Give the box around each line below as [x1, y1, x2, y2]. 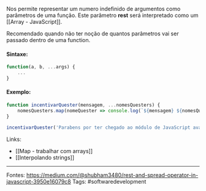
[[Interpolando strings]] [15, 154, 75, 161]
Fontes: [6, 171, 26, 179]
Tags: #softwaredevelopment [72, 178, 147, 185]
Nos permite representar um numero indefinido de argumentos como [6, 5, 181, 12]
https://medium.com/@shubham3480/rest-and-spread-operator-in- [26, 171, 199, 179]
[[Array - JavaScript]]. [6, 18, 63, 25]
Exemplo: [6, 88, 31, 96]
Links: [6, 135, 21, 143]
